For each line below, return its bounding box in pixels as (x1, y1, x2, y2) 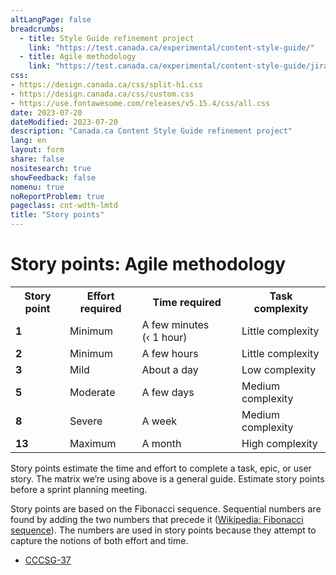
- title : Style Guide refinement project (19, 33, 195, 43)
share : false (10, 154, 65, 164)
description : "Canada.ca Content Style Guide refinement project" (10, 126, 293, 136)
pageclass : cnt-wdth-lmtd (10, 201, 118, 211)
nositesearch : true (10, 163, 92, 173)
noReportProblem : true (10, 191, 105, 201)
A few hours (141, 346, 199, 360)
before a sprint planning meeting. (10, 483, 148, 495)
